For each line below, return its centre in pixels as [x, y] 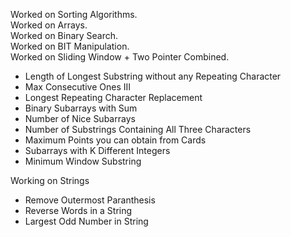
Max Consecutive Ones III [78, 87]
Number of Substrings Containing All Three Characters [138, 129]
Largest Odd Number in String [86, 221]
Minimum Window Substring [83, 161]
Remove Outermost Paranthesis [90, 200]
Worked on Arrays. [49, 25]
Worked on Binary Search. [64, 35]
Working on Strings [50, 180]
